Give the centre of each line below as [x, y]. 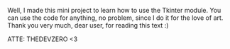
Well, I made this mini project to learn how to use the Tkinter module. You [114, 10]
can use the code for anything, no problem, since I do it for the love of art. [115, 18]
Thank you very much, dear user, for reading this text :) [88, 25]
